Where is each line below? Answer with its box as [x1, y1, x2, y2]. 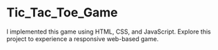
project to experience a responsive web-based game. [6, 34, 159, 42]
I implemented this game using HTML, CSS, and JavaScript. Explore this [6, 27, 211, 36]
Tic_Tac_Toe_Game [6, 5, 118, 21]
